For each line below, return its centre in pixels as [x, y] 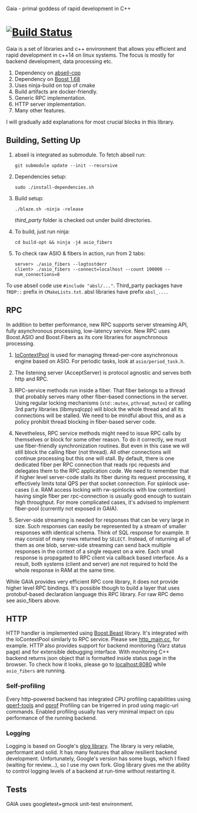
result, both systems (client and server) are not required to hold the [96, 564]
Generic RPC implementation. [50, 97]
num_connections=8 [37, 274]
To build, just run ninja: [42, 231]
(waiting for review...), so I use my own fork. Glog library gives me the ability [98, 765]
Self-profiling [26, 686]
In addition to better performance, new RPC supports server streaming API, [97, 324]
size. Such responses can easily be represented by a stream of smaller [100, 526]
